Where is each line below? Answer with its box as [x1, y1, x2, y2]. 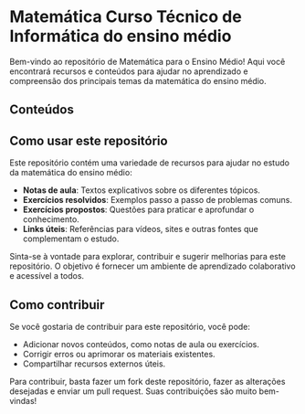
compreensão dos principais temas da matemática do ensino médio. [9, 75, 267, 86]
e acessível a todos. [9, 271, 85, 281]
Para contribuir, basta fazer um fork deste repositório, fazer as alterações [9, 376, 286, 387]
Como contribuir [9, 297, 105, 313]
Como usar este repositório [9, 133, 168, 148]
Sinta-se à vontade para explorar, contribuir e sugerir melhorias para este [9, 251, 286, 262]
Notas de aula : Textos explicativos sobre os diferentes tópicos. [22, 185, 260, 196]
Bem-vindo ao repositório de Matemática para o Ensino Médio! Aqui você [9, 56, 286, 67]
